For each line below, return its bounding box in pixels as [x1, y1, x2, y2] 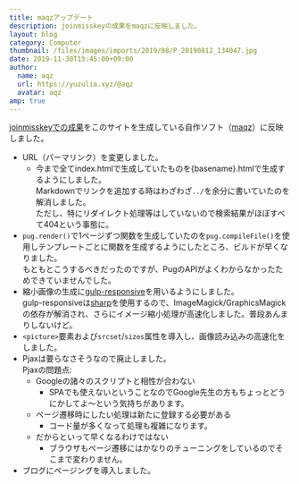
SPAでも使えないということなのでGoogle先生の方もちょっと [48, 386, 270, 398]
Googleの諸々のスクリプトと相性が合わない [35, 376, 195, 386]
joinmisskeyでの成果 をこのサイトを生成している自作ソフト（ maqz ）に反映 [9, 122, 284, 132]
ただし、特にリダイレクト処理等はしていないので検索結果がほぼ [35, 208, 270, 219]
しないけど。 [29, 319, 78, 331]
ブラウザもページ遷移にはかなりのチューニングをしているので [48, 443, 276, 454]
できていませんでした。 [29, 275, 116, 286]
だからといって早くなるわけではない [35, 431, 169, 443]
